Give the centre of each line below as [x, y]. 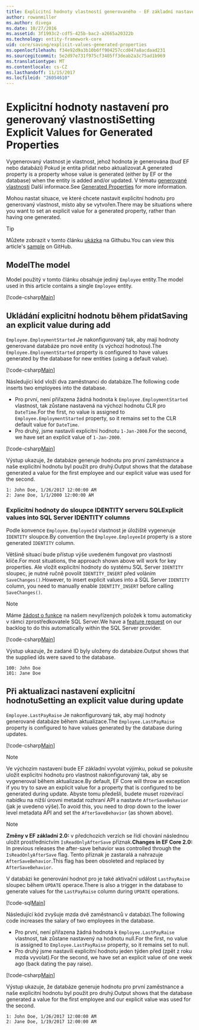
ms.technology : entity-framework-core [54, 39]
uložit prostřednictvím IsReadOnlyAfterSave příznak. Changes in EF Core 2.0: [99, 842]
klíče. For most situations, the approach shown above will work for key [91, 560]
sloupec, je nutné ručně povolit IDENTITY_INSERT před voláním [81, 573]
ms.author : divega [29, 23]
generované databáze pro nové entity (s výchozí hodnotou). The [84, 346]
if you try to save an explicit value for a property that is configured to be [94, 787]
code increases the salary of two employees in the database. [81, 920]
